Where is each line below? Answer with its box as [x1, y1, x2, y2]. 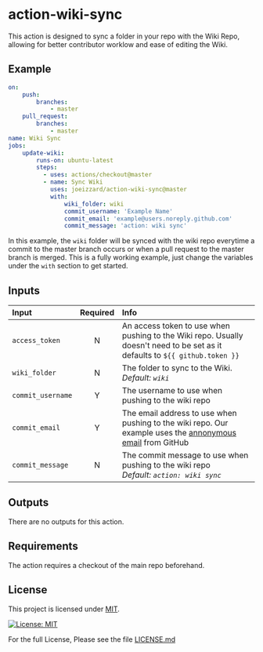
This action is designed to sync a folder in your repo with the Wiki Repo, [8, 31, 240, 41]
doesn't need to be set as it [121, 340, 222, 351]
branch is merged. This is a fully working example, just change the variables [8, 253, 254, 262]
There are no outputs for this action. [8, 516, 124, 526]
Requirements [8, 540, 78, 553]
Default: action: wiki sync [121, 469, 222, 480]
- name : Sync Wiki [42, 178, 103, 186]
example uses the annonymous [121, 428, 237, 439]
